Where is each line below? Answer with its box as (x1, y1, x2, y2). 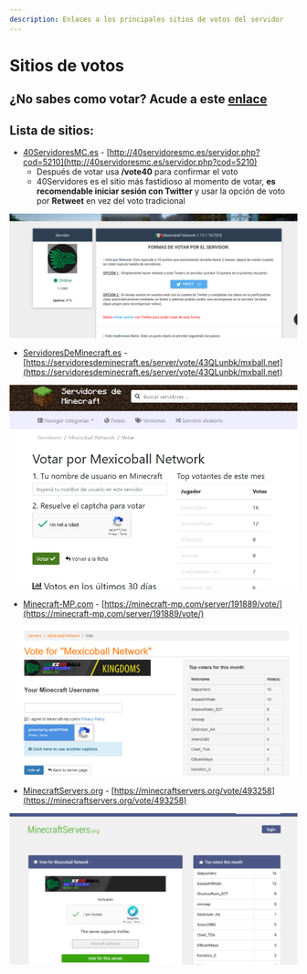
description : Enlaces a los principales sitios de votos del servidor (9, 15, 284, 24)
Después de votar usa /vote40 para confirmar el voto (36, 166, 238, 177)
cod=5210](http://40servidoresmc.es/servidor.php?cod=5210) (22, 156, 258, 168)
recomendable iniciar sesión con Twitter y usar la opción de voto (36, 185, 286, 196)
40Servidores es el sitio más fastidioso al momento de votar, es (36, 176, 276, 187)
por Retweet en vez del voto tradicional (36, 196, 185, 206)
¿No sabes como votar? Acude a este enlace (9, 91, 268, 107)
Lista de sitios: (9, 122, 94, 138)
